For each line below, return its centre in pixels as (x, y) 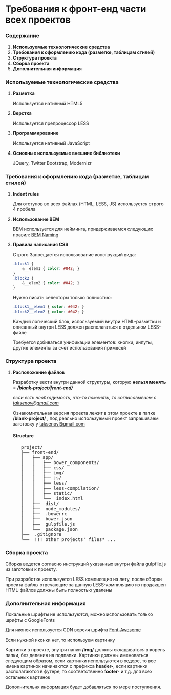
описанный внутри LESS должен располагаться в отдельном (80, 327)
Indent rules (26, 194)
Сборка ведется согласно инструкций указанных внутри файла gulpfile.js (86, 564)
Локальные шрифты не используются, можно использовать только (79, 614)
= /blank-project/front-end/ (43, 388)
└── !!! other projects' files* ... (69, 539)
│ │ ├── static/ (47, 493)
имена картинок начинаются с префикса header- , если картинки (77, 666)
